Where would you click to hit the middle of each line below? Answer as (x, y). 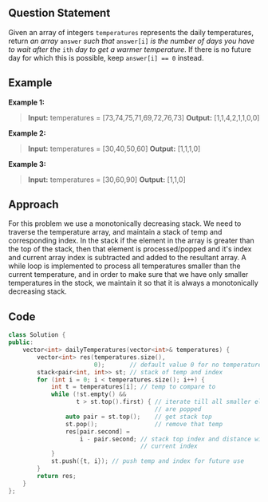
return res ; (57, 476)
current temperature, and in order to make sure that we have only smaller (128, 275)
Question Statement (59, 13)
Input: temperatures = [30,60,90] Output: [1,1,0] (106, 180)
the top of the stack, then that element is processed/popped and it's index (130, 249)
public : (21, 342)
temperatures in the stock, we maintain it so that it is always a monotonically (134, 283)
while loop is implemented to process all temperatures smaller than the (124, 266)
